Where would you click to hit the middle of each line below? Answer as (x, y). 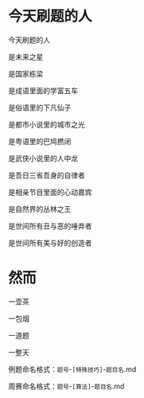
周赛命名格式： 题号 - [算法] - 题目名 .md (66, 386)
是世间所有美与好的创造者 (50, 243)
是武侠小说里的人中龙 (43, 158)
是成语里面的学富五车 (43, 90)
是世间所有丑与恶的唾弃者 (50, 226)
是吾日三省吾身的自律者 (47, 175)
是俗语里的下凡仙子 (40, 107)
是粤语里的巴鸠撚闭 (40, 141)
